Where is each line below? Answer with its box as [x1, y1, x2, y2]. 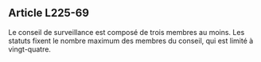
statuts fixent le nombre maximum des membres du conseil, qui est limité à [8, 36, 254, 45]
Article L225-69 [8, 6, 90, 20]
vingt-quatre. [8, 44, 52, 54]
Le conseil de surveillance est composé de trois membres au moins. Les [8, 27, 245, 37]
